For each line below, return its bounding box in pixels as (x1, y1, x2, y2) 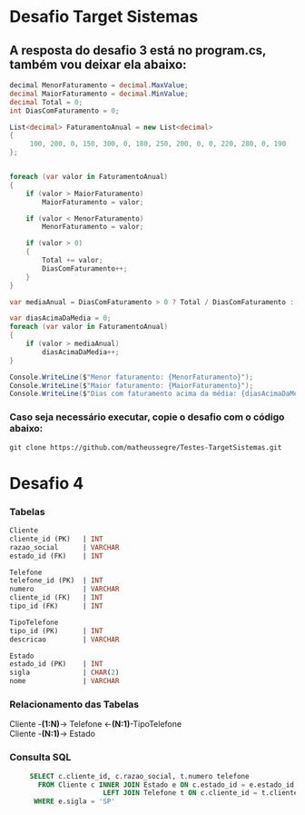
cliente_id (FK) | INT (9, 593, 103, 602)
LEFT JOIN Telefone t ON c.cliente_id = (103, 789, 258, 798)
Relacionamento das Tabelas (9, 698, 139, 711)
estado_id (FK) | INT (9, 552, 103, 561)
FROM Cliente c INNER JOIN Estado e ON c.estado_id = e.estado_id (37, 780, 295, 790)
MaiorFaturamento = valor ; (42, 197, 144, 206)
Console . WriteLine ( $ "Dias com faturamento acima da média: (9, 389, 238, 399)
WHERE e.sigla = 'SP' (33, 797, 116, 806)
